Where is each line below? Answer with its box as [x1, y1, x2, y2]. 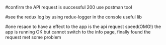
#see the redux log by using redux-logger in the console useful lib [5, 14, 142, 19]
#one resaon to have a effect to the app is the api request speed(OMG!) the [5, 23, 161, 29]
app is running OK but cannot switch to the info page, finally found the [5, 29, 151, 34]
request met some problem [5, 34, 61, 40]
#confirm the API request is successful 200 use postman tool [5, 4, 132, 10]
